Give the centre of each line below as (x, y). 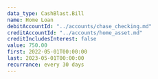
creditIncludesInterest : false (52, 39)
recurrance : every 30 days (46, 65)
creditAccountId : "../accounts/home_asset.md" (75, 33)
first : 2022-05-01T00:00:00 (47, 52)
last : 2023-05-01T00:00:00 (46, 58)
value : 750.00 (27, 45)
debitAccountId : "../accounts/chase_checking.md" (80, 26)
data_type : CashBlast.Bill (46, 13)
